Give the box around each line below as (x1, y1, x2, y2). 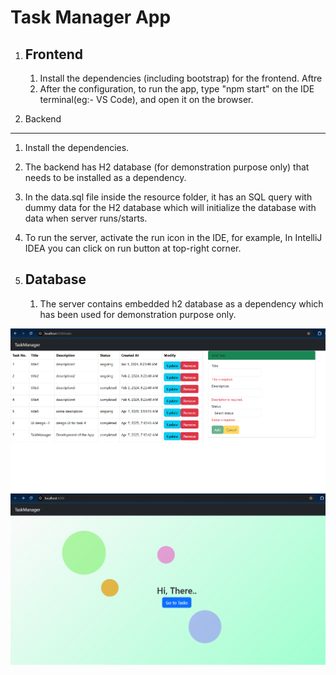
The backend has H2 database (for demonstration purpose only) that (24, 161, 310, 173)
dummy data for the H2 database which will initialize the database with (24, 202, 317, 213)
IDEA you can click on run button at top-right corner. (24, 242, 242, 254)
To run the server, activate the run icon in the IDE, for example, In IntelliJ (24, 232, 323, 243)
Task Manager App (10, 6, 172, 29)
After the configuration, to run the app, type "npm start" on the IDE (39, 83, 315, 95)
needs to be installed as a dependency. (24, 172, 187, 183)
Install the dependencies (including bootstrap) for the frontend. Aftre (39, 72, 323, 84)
